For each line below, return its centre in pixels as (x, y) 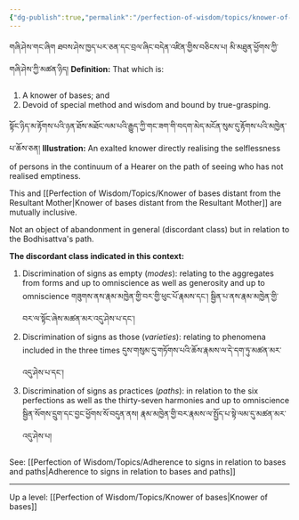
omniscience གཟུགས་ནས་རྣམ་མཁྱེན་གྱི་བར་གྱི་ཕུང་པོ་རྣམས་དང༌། (115, 296)
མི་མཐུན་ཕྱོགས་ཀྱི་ (254, 46)
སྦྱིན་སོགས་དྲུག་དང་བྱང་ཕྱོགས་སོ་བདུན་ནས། (81, 413)
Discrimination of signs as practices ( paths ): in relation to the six (140, 390)
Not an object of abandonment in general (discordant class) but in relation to (149, 229)
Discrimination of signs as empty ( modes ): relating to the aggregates (148, 273)
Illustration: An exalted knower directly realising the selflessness (162, 148)
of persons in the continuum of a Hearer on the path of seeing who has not (146, 167)
